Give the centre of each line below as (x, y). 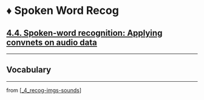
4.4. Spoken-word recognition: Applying (84, 33)
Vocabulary (29, 70)
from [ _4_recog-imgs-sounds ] (44, 90)
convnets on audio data (52, 42)
